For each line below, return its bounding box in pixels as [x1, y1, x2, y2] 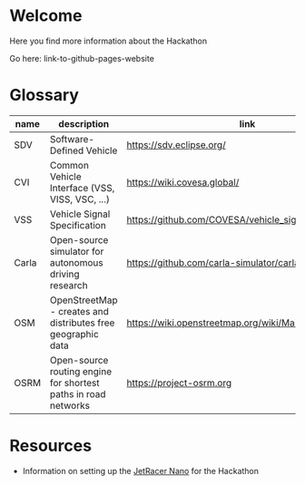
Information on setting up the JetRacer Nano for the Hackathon [22, 465, 260, 476]
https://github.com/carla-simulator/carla [126, 256, 300, 268]
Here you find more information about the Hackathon [9, 35, 207, 46]
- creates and [49, 305, 109, 317]
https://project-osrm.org [126, 376, 232, 389]
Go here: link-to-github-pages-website [9, 53, 154, 63]
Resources [9, 436, 93, 456]
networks [49, 399, 91, 412]
